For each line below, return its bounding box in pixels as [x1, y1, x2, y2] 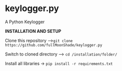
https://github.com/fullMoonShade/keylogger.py [5, 43, 103, 47]
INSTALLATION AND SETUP [5, 28, 62, 34]
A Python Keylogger [5, 19, 45, 25]
